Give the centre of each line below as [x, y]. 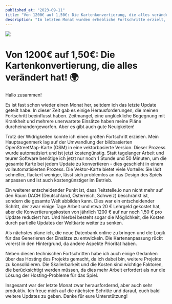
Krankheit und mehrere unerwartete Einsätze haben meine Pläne [73, 121]
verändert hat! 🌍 [42, 77]
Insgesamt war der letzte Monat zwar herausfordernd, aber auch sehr [79, 286]
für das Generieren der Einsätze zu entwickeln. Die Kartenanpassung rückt [84, 238]
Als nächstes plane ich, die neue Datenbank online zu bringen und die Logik [85, 233]
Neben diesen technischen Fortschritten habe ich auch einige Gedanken [81, 254]
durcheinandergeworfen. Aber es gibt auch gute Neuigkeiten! [70, 127]
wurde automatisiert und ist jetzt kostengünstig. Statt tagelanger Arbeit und [85, 153]
